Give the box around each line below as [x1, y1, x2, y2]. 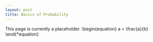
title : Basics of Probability [5, 12, 69, 17]
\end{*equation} [5, 31, 39, 37]
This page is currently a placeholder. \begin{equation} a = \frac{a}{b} [5, 25, 148, 31]
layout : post [5, 7, 33, 12]
